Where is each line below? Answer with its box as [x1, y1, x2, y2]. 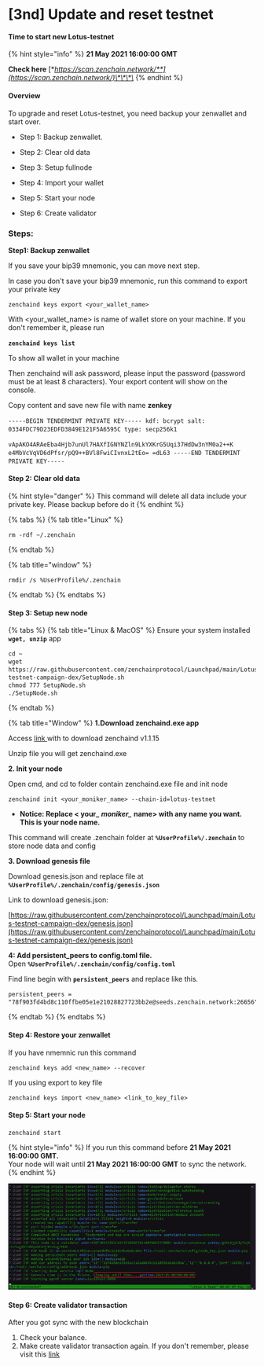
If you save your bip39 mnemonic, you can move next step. [8, 261, 200, 270]
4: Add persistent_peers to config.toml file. [8, 951, 152, 960]
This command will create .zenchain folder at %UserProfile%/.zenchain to [8, 833, 245, 843]
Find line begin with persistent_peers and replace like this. [8, 975, 199, 984]
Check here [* [8, 64, 55, 74]
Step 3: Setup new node [8, 608, 88, 618]
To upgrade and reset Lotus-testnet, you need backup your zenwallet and [8, 108, 247, 118]
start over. [8, 116, 42, 127]
